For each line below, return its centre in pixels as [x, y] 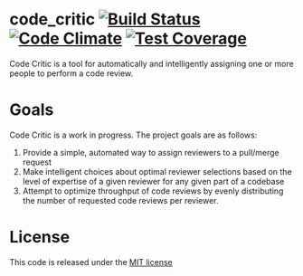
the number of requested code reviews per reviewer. [120, 200]
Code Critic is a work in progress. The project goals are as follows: [133, 135]
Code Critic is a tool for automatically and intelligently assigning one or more [151, 63]
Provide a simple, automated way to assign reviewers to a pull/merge [151, 152]
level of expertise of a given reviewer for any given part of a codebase [153, 181]
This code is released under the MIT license [91, 262]
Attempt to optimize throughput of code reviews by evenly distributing [153, 191]
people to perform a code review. [71, 73]
